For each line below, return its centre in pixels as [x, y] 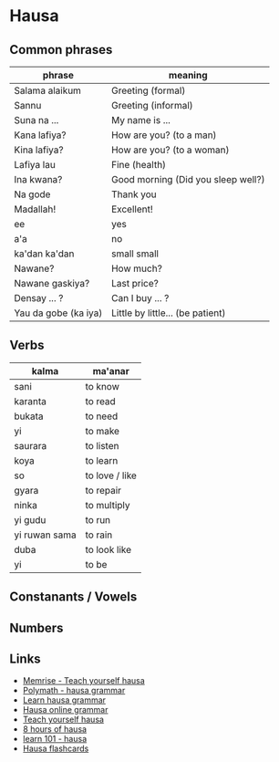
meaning [188, 75]
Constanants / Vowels [73, 597]
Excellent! [132, 209]
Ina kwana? [38, 179]
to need [102, 416]
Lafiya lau [35, 165]
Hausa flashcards [56, 748]
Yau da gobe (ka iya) [58, 313]
